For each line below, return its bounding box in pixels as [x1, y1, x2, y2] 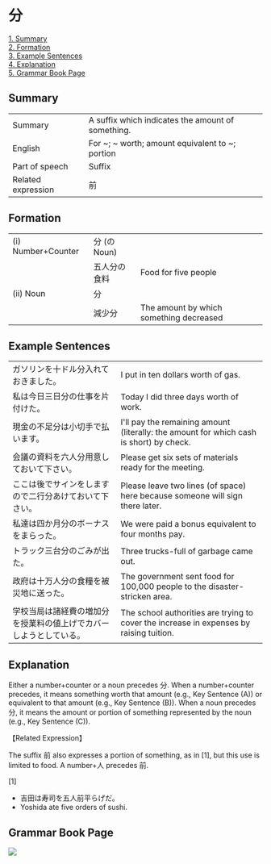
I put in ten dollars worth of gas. [120, 369, 240, 381]
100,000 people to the [120, 581, 207, 592]
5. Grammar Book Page [8, 68, 86, 77]
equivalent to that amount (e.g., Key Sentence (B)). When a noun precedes [8, 698, 256, 707]
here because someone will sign [120, 490, 244, 502]
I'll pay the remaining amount [120, 416, 231, 428]
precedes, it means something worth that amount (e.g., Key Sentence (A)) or [8, 690, 263, 699]
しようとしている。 [12, 630, 85, 641]
